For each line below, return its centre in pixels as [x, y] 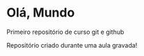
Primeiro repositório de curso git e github [65, 32]
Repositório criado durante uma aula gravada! [72, 45]
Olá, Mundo [41, 13]
